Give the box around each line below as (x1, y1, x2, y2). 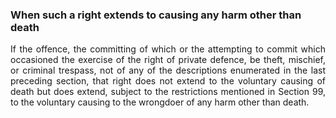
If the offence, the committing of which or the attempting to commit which (10, 43, 326, 55)
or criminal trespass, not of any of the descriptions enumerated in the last (10, 64, 326, 77)
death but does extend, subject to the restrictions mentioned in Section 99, (10, 86, 326, 98)
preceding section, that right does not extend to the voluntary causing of (10, 75, 326, 87)
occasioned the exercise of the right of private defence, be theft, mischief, (10, 54, 326, 66)
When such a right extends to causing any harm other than (10, 8, 302, 22)
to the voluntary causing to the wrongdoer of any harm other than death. (10, 96, 310, 108)
